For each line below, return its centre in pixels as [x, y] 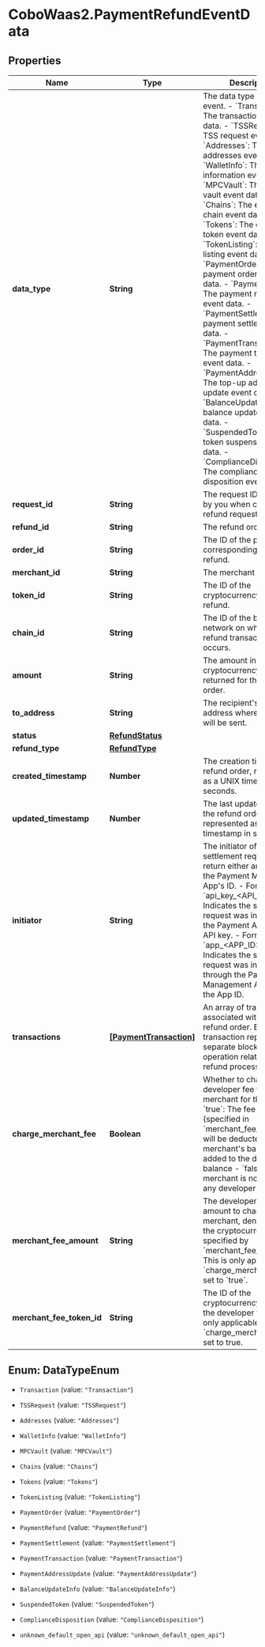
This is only [224, 1260]
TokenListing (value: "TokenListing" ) [80, 1497]
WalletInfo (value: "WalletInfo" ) [73, 1435]
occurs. [216, 648]
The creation [226, 761]
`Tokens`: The [228, 225]
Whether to [223, 1079]
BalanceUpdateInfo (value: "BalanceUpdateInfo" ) [97, 1588]
